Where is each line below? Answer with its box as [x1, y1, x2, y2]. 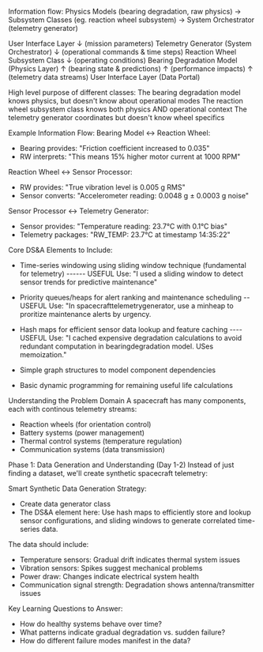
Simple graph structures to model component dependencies [19, 365, 216, 375]
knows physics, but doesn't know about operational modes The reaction [8, 96, 243, 105]
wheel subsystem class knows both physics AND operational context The [8, 104, 247, 114]
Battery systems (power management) [19, 428, 145, 437]
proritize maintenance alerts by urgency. [19, 310, 152, 318]
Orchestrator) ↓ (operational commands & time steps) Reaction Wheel [8, 47, 237, 56]
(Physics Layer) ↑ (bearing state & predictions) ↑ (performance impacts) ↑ [8, 64, 254, 73]
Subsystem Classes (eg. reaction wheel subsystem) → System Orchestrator [8, 15, 255, 24]
